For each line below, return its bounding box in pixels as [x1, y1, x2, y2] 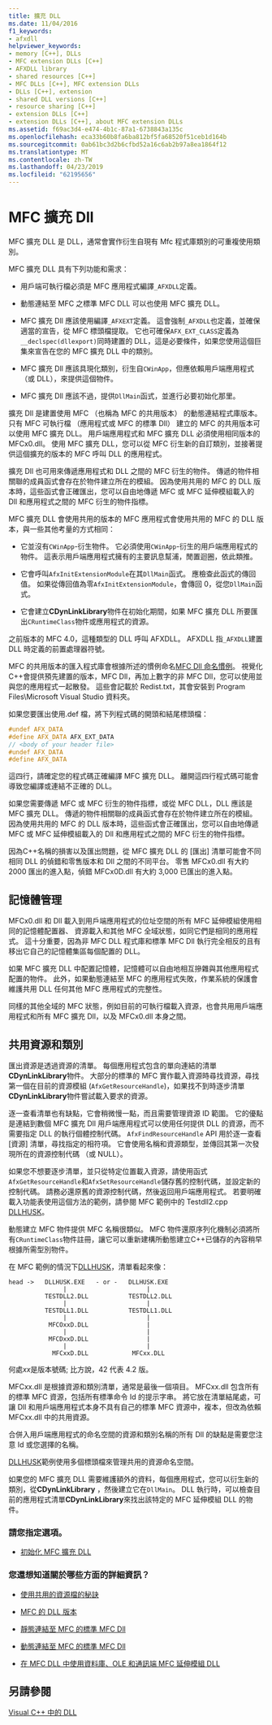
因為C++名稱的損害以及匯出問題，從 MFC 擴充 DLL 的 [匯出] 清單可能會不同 [8, 846, 261, 856]
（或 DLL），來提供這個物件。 [19, 373, 118, 383]
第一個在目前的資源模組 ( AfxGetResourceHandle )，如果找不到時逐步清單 [8, 1080, 245, 1090]
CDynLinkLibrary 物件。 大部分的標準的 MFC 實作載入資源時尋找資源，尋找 [8, 1071, 260, 1080]
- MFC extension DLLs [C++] [8, 58, 104, 66]
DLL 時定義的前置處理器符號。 [8, 644, 110, 654]
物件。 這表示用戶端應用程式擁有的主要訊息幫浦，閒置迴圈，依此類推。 [19, 551, 257, 561]
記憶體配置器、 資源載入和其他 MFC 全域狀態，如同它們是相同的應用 [22, 926, 251, 936]
